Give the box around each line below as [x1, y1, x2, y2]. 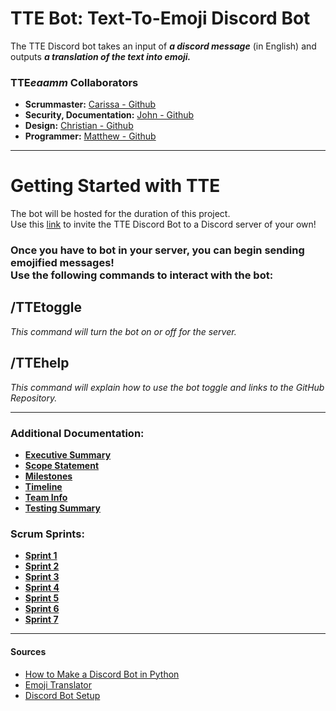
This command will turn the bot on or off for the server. [10, 325, 237, 337]
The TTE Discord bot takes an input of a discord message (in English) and [10, 40, 317, 52]
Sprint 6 [24, 603, 60, 615]
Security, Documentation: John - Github [24, 109, 195, 121]
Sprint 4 [24, 582, 60, 594]
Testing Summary [24, 502, 101, 514]
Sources [10, 645, 47, 657]
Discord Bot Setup [24, 689, 101, 701]
